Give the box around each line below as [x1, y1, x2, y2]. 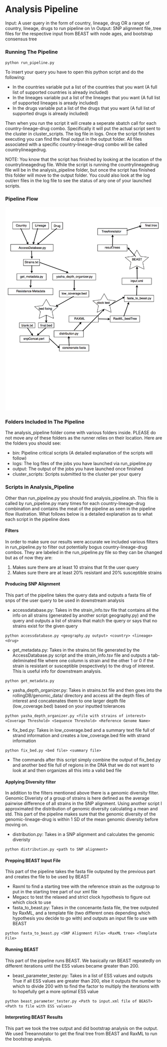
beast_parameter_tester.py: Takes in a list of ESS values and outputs [12, 972, 153, 979]
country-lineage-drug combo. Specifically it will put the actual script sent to [5, 126, 161, 132]
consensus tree [5, 36, 37, 42]
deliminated [12, 657, 37, 663]
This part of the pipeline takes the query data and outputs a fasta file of [5, 592, 152, 598]
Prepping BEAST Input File [5, 857, 61, 863]
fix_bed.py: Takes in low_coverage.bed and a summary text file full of [12, 727, 155, 733]
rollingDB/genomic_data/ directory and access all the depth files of [12, 692, 150, 698]
